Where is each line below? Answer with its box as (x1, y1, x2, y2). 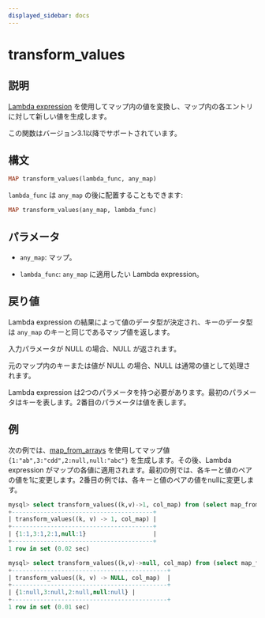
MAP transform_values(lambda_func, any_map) (8, 175, 157, 183)
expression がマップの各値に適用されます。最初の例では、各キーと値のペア (8, 464, 252, 475)
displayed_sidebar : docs (8, 11, 90, 20)
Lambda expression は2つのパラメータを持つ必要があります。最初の (8, 387, 230, 396)
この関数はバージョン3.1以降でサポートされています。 (8, 128, 181, 138)
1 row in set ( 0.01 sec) (8, 603, 90, 611)
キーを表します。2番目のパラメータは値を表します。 (21, 397, 191, 407)
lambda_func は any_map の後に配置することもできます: (8, 191, 184, 200)
